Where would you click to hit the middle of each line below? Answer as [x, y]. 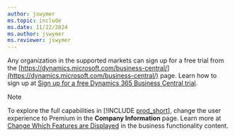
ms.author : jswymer [36, 34]
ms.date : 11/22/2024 [38, 27]
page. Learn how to [189, 76]
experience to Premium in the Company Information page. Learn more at [114, 119]
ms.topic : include [34, 21]
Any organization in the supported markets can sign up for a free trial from [116, 60]
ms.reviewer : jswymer [39, 40]
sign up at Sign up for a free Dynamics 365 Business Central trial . [103, 83]
